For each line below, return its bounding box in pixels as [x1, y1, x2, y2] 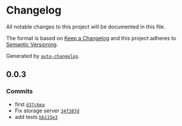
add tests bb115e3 [14, 113, 58, 120]
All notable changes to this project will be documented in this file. [6, 23, 166, 30]
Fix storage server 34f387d [14, 107, 80, 114]
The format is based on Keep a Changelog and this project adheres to [6, 34, 177, 41]
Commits [6, 87, 33, 95]
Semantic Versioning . [6, 41, 58, 48]
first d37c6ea [14, 101, 45, 108]
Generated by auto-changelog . [6, 52, 80, 59]
